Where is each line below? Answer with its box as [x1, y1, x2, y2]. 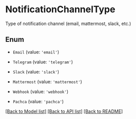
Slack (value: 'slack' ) [12, 68, 60, 75]
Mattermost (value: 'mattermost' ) [12, 78, 82, 85]
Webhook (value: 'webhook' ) [12, 88, 68, 94]
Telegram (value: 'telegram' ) [12, 59, 73, 65]
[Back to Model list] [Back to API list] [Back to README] [5, 108, 123, 114]
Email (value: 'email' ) [12, 49, 60, 55]
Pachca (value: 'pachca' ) [12, 98, 64, 104]
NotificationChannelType [5, 4, 115, 15]
